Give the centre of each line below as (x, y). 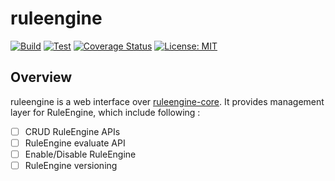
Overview (41, 77)
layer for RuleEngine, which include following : (105, 112)
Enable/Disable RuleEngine (80, 154)
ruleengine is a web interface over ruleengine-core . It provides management (167, 101)
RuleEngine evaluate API (75, 143)
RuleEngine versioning (71, 165)
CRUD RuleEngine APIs (72, 131)
